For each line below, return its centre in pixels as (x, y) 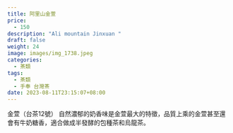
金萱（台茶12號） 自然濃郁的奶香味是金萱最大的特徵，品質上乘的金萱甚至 (114, 114)
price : (17, 21)
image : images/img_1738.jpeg (50, 54)
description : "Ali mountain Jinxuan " (64, 34)
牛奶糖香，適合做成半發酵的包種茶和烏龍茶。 (84, 123)
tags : (15, 73)
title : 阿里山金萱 (32, 14)
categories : (25, 60)
